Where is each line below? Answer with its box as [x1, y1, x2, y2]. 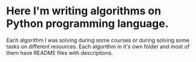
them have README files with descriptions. [6, 49, 113, 56]
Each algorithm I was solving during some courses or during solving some [6, 36, 190, 44]
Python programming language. [6, 17, 169, 30]
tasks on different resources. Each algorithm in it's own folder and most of [6, 43, 190, 50]
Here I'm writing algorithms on [6, 4, 161, 18]
